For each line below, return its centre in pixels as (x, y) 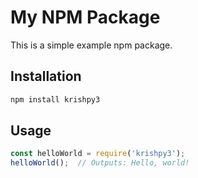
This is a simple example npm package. (91, 45)
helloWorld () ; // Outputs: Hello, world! (100, 163)
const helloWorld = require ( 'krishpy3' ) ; (98, 154)
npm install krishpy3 (55, 99)
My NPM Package (85, 17)
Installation (46, 76)
